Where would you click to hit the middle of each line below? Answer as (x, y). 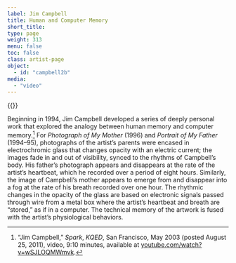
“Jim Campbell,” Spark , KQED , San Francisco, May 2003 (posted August (122, 237)
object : (19, 66)
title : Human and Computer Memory (58, 20)
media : (17, 79)
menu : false (25, 46)
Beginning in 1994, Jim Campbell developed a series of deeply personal (111, 119)
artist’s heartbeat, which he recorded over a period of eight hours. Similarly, (117, 172)
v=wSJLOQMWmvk (46, 252)
